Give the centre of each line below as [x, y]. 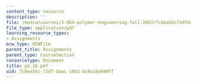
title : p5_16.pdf [27, 66]
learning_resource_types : [38, 33]
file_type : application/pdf [40, 28]
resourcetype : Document [35, 60]
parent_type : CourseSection [40, 55]
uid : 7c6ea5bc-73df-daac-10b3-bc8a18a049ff [60, 71]
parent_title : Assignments [39, 50]
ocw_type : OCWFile [28, 44]
